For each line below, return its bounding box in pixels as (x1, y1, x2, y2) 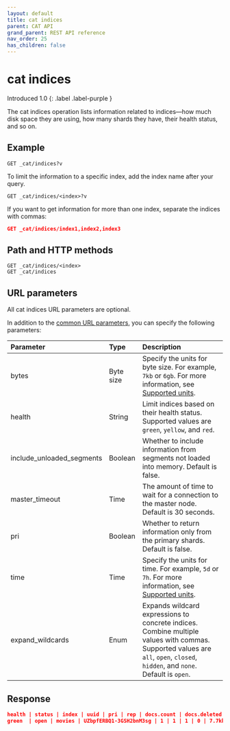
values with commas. (142, 636, 210, 645)
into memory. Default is (142, 462, 217, 472)
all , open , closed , (142, 653, 197, 662)
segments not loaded (142, 454, 211, 463)
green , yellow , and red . (142, 425, 215, 434)
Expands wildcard (142, 601, 200, 611)
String (108, 413, 129, 422)
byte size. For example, (142, 362, 217, 372)
